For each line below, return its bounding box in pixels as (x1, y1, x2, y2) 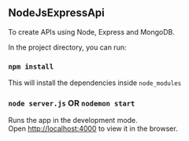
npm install (8, 62, 54, 71)
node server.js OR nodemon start (8, 98, 135, 109)
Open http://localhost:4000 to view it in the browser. (8, 124, 179, 133)
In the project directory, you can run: (8, 43, 127, 52)
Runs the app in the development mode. (8, 116, 138, 125)
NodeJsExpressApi (8, 6, 105, 20)
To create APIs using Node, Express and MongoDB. (8, 27, 175, 36)
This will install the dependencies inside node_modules (8, 78, 182, 87)
